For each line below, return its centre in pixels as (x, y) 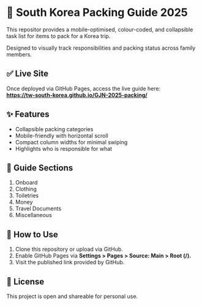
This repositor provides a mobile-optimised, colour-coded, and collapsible (100, 29)
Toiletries (27, 196)
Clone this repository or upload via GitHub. (69, 249)
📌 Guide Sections (40, 168)
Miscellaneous (33, 215)
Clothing (26, 189)
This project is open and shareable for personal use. (72, 296)
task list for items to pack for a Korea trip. (58, 36)
